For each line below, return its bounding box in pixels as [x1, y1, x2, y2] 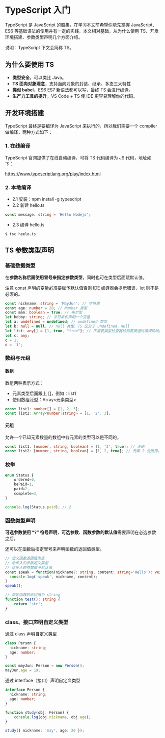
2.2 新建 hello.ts [12, 202, 45, 208]
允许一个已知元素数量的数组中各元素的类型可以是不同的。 [5, 434, 121, 440]
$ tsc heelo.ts [5, 232, 36, 237]
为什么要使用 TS [5, 60, 54, 69]
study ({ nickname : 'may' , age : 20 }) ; [5, 728, 84, 733]
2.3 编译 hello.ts [12, 222, 45, 228]
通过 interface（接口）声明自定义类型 [5, 677, 81, 684]
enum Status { [5, 472, 34, 478]
